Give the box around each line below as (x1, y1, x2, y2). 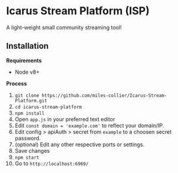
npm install (14, 110, 45, 117)
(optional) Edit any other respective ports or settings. (14, 141, 145, 148)
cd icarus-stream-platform (14, 104, 82, 110)
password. (14, 134, 41, 141)
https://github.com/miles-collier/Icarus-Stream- (41, 92, 167, 99)
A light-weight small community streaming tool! (6, 24, 122, 31)
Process (6, 80, 27, 87)
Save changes (14, 147, 50, 154)
